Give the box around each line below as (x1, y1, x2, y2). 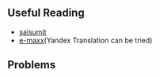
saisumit (18, 27, 47, 36)
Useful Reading (7, 6, 85, 20)
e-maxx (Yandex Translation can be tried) (18, 35, 153, 45)
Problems (7, 58, 56, 71)
